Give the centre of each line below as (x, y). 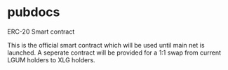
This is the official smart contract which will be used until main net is (106, 45)
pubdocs (34, 12)
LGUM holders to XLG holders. (52, 59)
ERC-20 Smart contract (41, 31)
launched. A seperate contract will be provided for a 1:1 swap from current (114, 52)
